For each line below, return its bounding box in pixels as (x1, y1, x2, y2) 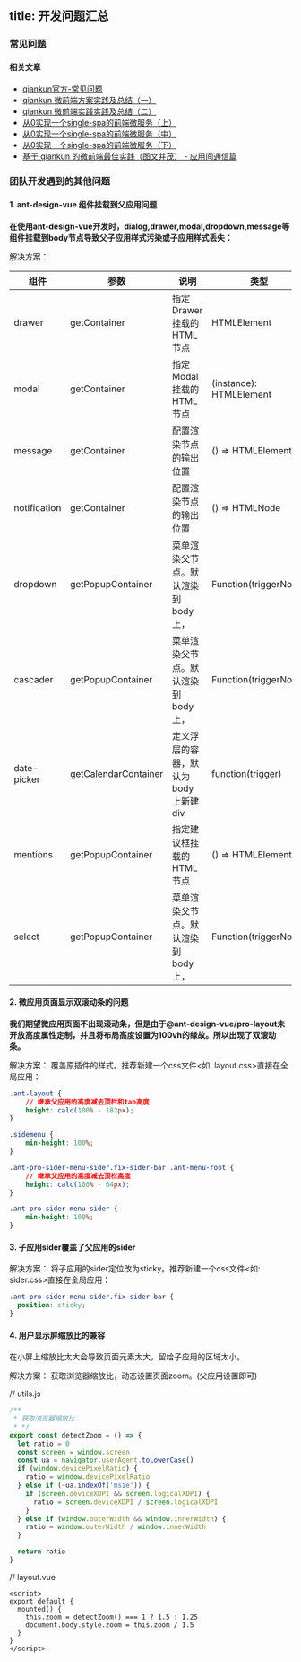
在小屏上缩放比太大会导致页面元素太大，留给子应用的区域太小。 (9, 1351, 245, 1362)
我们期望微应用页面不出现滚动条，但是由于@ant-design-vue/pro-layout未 (9, 1018, 285, 1029)
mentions (13, 848, 54, 860)
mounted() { (17, 1605, 63, 1614)
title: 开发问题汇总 (9, 8, 109, 24)
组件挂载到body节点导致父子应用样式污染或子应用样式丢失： (9, 232, 233, 242)
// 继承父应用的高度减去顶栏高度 (25, 1171, 132, 1181)
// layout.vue (9, 1571, 56, 1582)
